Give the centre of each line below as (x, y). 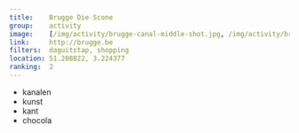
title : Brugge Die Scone (61, 17)
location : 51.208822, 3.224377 (67, 59)
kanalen (36, 92)
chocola (37, 120)
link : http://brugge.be (61, 42)
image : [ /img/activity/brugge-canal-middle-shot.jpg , (117, 34)
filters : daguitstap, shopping (69, 51)
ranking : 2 (31, 67)
